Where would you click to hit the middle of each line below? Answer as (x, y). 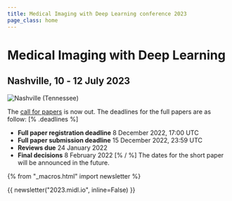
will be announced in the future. (64, 162)
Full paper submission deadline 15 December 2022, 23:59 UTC (110, 140)
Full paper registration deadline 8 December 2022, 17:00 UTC (108, 132)
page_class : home (33, 20)
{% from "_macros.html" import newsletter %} (74, 176)
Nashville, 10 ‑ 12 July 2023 (69, 81)
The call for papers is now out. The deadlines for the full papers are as (109, 111)
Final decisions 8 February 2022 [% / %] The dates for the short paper (121, 155)
